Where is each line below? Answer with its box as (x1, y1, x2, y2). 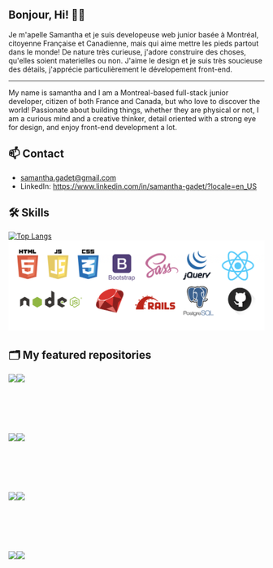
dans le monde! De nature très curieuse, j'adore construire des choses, (8, 46, 246, 57)
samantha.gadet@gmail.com (19, 173, 116, 182)
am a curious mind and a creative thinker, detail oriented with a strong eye (8, 113, 257, 123)
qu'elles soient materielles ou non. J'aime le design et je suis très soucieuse (8, 55, 262, 65)
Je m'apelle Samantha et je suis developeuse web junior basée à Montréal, (8, 29, 259, 39)
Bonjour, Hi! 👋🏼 (8, 8, 86, 22)
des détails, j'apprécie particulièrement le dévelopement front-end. (8, 64, 233, 74)
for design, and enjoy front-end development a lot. (8, 122, 177, 132)
